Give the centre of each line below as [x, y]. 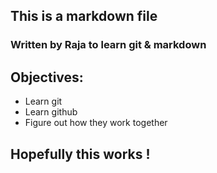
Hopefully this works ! [80, 154]
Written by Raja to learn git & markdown [108, 45]
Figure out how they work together [96, 123]
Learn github [51, 112]
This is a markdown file [84, 16]
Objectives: [47, 77]
